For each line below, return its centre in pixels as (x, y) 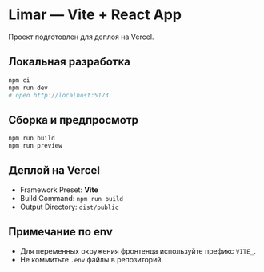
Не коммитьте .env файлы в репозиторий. (92, 259)
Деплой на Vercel (54, 170)
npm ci (19, 80)
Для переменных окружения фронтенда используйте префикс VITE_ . (138, 251)
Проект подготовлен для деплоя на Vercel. (81, 37)
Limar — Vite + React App (95, 15)
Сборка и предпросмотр (73, 120)
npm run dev (28, 88)
